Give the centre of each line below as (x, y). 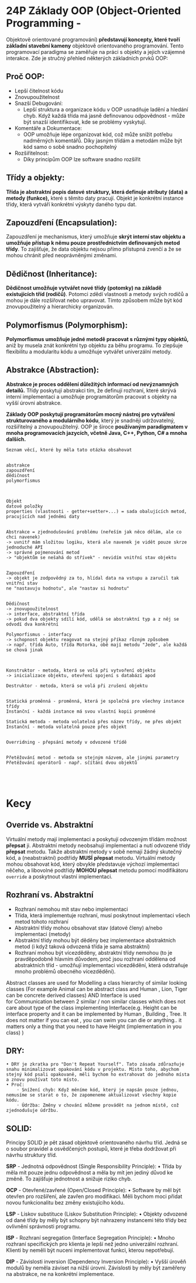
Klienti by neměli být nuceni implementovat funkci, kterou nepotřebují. (90, 1250)
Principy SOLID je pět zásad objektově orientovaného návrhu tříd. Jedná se (97, 1143)
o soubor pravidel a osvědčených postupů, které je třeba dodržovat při (91, 1149)
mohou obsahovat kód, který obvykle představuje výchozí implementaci (93, 864)
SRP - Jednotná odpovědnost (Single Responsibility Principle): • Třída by (94, 1166)
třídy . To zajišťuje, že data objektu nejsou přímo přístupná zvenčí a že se (94, 249)
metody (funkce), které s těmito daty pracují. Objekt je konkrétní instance (95, 198)
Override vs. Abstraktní (50, 825)
